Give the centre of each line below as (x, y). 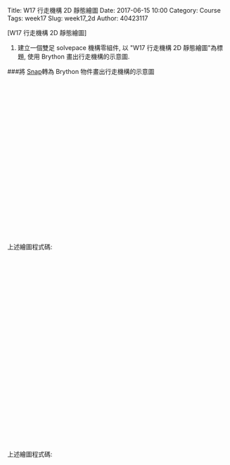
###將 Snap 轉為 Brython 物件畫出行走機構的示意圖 (81, 72)
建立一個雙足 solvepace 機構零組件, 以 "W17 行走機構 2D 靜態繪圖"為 (117, 48)
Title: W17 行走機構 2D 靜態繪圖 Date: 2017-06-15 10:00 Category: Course (114, 10)
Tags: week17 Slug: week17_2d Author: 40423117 (78, 18)
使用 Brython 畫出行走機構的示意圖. (78, 56)
